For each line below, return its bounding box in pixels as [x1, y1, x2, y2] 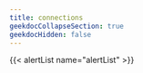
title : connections [9, 13, 84, 23]
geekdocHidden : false [9, 30, 92, 39]
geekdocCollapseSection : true [9, 22, 125, 31]
